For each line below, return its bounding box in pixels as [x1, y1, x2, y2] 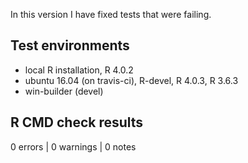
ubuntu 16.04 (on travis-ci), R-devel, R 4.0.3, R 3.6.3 [24, 74, 239, 86]
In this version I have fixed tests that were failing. [10, 9, 212, 20]
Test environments [10, 37, 130, 54]
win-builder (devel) [24, 85, 104, 97]
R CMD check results [10, 114, 144, 131]
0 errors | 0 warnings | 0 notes [10, 140, 137, 153]
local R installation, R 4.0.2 [24, 64, 134, 76]
